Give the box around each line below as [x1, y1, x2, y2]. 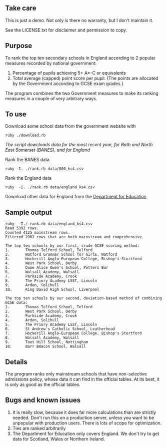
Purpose [5, 42, 32, 50]
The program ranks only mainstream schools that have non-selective [5, 371, 147, 377]
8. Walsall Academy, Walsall [5, 335, 79, 340]
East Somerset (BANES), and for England [5, 147, 90, 153]
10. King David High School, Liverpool [5, 287, 99, 292]
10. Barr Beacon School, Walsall [5, 344, 86, 349]
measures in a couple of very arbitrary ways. [5, 95, 97, 102]
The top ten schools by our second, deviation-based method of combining [5, 296, 162, 301]
